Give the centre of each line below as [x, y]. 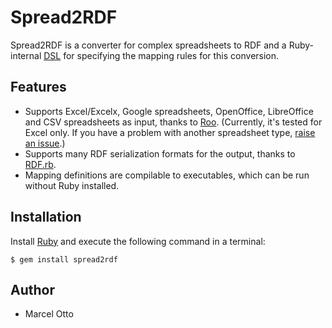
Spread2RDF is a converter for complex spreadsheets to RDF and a [148, 45]
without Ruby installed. [72, 185]
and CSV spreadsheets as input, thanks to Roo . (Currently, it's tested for [173, 122]
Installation [46, 217]
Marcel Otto [49, 314]
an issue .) [45, 143]
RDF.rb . [40, 164]
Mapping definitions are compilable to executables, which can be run [167, 175]
